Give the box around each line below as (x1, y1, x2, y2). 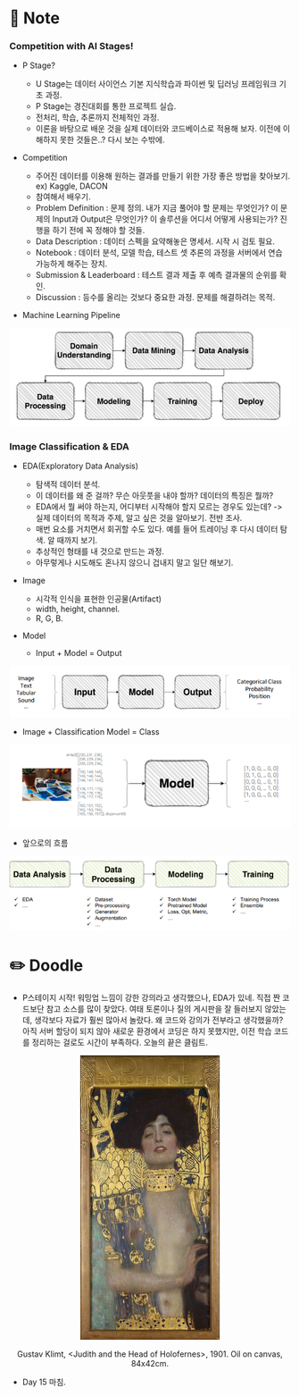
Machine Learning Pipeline (21, 310, 120, 321)
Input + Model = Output (35, 648, 122, 659)
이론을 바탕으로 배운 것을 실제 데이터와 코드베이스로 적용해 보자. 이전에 (35, 123, 281, 134)
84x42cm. (130, 1358, 170, 1368)
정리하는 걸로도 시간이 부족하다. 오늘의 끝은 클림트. (31, 1037, 208, 1047)
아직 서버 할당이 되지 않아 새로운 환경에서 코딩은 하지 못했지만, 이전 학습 (21, 1025, 272, 1036)
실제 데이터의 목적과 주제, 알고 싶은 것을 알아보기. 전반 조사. (35, 513, 243, 524)
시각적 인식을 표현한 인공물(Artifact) (35, 593, 162, 604)
